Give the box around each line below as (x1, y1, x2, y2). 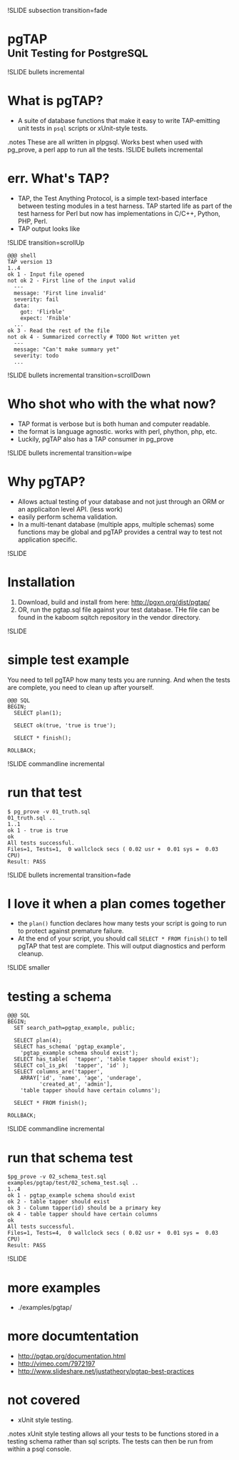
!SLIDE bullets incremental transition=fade (7, 870, 131, 879)
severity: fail (14, 296, 59, 303)
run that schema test (7, 1150, 133, 1166)
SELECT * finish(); (14, 734, 72, 742)
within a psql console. (7, 1445, 72, 1454)
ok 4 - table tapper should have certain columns (7, 1211, 158, 1218)
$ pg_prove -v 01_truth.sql (7, 808, 91, 815)
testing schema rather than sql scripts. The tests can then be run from (7, 1437, 213, 1446)
